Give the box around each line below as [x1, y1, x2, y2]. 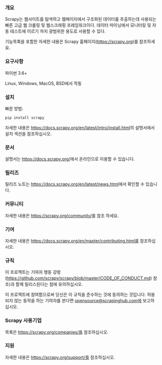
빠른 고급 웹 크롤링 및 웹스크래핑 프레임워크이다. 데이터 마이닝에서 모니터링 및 [5, 22, 151, 28]
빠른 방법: [5, 105, 23, 111]
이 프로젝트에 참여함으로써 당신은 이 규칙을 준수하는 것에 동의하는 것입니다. [5, 292, 146, 298]
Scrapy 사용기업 [5, 317, 42, 324]
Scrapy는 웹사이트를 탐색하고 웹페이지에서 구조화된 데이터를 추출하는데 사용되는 [5, 16, 157, 22]
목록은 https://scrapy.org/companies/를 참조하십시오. [5, 329, 109, 335]
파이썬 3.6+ [5, 70, 28, 76]
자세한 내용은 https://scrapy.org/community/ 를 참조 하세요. [5, 213, 119, 218]
